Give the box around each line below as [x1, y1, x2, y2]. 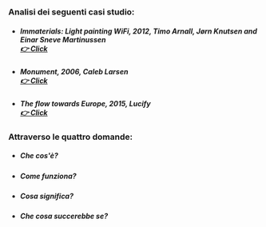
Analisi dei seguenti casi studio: [8, 6, 135, 18]
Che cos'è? [19, 151, 58, 161]
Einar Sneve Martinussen [19, 34, 106, 44]
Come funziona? [19, 171, 77, 181]
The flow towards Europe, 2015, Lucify [19, 99, 151, 109]
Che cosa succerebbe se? [19, 211, 109, 221]
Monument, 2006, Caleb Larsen [19, 66, 129, 76]
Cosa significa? [19, 191, 74, 201]
